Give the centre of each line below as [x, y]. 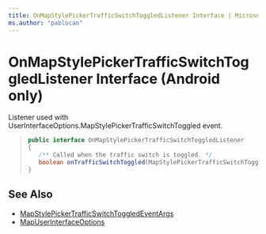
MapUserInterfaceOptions [62, 221]
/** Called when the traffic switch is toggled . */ [125, 155]
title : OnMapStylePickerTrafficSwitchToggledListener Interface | [120, 15]
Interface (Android [158, 79]
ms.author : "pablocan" [46, 23]
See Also [30, 194]
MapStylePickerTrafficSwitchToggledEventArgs [97, 213]
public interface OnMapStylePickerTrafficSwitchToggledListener [136, 140]
